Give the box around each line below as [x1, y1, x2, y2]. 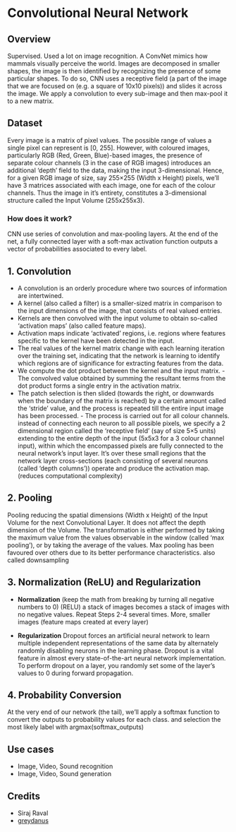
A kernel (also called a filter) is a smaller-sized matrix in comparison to [17, 299, 223, 307]
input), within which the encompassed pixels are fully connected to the [17, 441, 223, 450]
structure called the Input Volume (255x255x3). [7, 196, 145, 204]
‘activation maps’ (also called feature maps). [17, 321, 147, 330]
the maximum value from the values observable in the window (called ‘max [7, 533, 225, 542]
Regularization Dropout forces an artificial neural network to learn [17, 631, 210, 640]
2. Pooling [7, 492, 53, 504]
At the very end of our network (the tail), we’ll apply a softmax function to [7, 708, 220, 716]
